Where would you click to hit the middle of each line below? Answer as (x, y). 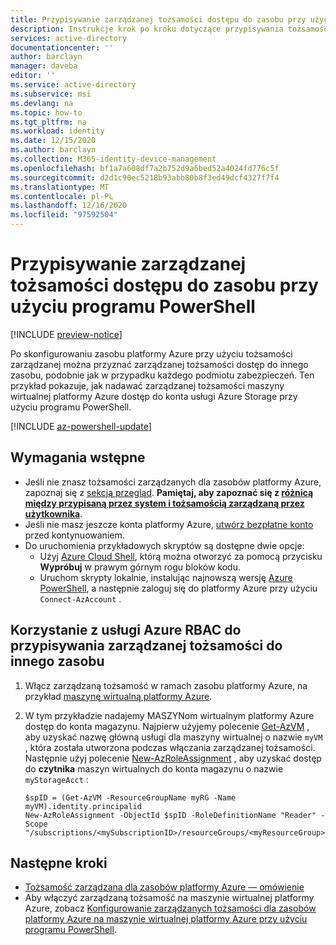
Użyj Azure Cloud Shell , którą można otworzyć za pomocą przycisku (181, 556)
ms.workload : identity (57, 131)
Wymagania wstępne (78, 457)
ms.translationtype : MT (60, 187)
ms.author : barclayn (53, 150)
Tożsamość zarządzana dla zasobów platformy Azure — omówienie (164, 887)
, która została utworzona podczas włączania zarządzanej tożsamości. (170, 747)
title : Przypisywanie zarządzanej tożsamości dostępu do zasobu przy (158, 19)
